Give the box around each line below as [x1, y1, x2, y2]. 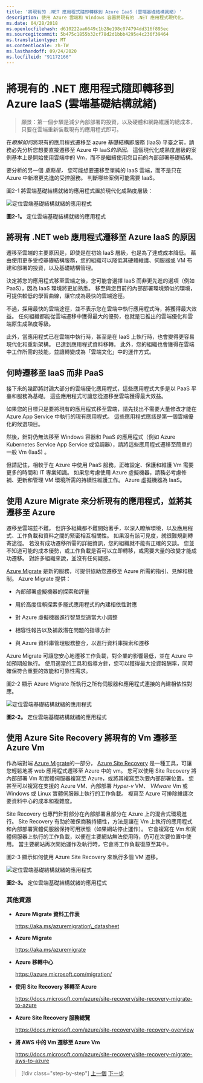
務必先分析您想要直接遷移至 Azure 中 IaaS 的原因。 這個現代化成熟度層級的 [6, 146, 192, 153]
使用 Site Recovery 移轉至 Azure [14, 983, 97, 990]
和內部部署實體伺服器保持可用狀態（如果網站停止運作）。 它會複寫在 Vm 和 [6, 825, 192, 833]
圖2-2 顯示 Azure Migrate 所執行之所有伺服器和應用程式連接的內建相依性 [6, 680, 187, 687]
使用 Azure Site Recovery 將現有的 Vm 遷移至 [6, 733, 177, 743]
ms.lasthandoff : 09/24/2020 [6, 48, 77, 54]
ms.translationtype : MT [6, 37, 66, 43]
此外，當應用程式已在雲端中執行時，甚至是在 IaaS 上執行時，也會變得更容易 [6, 333, 195, 341]
